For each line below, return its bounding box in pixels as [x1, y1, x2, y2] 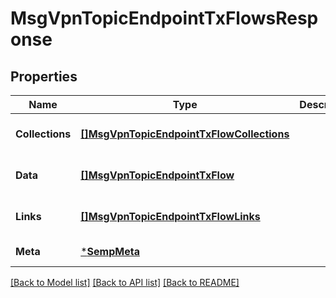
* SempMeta [80, 245, 140, 258]
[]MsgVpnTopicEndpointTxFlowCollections [80, 127, 290, 141]
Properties [10, 68, 78, 85]
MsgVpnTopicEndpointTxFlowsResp [10, 7, 319, 30]
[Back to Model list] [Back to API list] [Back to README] [10, 277, 240, 288]
